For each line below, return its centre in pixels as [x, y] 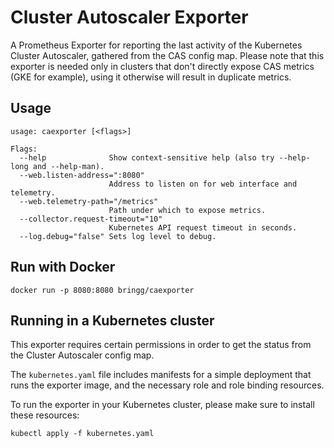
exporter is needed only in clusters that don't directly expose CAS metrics [162, 66]
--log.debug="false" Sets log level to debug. [118, 236]
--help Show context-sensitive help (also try [147, 157]
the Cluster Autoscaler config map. [82, 355]
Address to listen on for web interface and [203, 184]
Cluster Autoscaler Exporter [129, 17]
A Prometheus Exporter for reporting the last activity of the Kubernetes [156, 45]
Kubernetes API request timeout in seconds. [203, 227]
